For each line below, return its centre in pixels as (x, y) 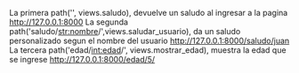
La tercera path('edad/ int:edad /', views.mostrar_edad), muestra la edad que (148, 50)
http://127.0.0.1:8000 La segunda (69, 22)
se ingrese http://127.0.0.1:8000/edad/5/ (82, 59)
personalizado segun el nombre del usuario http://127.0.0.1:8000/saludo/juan (149, 40)
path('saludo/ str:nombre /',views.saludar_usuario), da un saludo (125, 31)
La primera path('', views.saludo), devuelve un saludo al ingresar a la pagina (149, 13)
